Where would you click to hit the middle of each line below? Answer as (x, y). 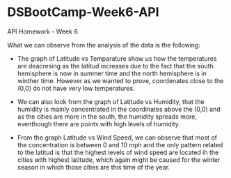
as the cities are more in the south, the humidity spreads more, (107, 117)
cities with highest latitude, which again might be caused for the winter (119, 160)
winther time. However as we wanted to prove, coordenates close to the (120, 80)
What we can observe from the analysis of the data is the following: (104, 45)
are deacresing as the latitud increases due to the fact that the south (115, 66)
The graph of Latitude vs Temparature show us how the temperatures (117, 58)
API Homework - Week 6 (43, 31)
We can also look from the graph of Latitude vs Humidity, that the (111, 101)
